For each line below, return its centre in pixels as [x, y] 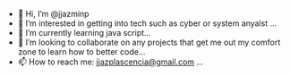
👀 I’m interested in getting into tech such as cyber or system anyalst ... [147, 23]
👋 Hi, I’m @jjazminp [53, 14]
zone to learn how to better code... [81, 52]
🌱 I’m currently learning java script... [84, 33]
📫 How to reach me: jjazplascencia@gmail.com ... [111, 62]
